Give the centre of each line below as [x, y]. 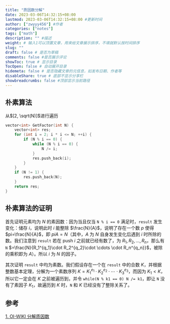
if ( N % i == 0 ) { [43, 139]
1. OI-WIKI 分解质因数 [27, 316]
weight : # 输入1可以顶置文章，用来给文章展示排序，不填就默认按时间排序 [73, 43]
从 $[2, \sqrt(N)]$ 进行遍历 [32, 116]
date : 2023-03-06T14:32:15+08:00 [41, 15]
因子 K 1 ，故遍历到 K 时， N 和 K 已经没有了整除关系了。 [75, 285]
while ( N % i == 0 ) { [55, 144]
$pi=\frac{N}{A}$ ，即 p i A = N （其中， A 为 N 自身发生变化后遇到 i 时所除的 [83, 234]
